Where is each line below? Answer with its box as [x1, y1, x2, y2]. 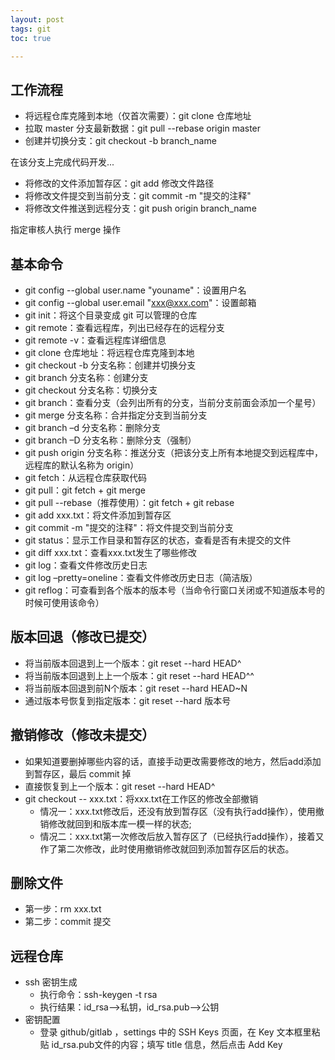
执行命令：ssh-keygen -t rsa [39, 989, 158, 1001]
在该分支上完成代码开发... [10, 156, 115, 168]
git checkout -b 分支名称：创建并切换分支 [24, 359, 197, 371]
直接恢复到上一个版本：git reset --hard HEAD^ [24, 780, 216, 792]
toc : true [10, 33, 52, 43]
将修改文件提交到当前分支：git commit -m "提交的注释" [24, 190, 252, 202]
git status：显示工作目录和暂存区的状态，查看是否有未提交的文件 [24, 534, 292, 546]
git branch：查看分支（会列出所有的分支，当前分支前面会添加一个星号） [24, 397, 322, 408]
